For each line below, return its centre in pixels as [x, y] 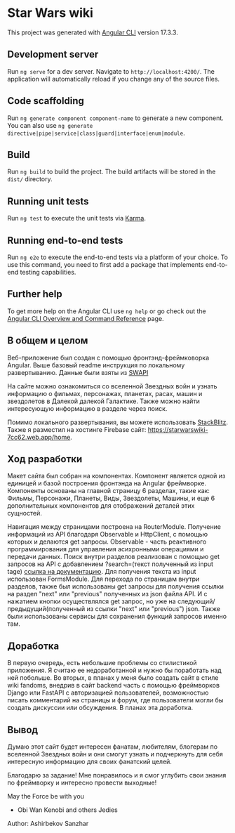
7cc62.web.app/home [39, 437]
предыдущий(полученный [46, 609]
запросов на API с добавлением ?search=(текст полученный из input [110, 564]
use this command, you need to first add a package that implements [106, 264]
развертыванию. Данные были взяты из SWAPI [78, 372]
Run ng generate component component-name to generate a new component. [116, 118]
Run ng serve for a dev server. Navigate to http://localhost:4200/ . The [111, 71]
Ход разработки [45, 459]
